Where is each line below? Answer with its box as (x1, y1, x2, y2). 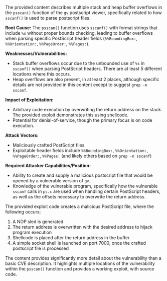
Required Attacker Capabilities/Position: (5, 163, 91, 168)
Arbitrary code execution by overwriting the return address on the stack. (12, 107, 162, 112)
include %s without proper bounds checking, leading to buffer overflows (5, 30, 153, 36)
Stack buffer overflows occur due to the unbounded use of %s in (12, 60, 145, 66)
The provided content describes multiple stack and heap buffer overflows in (5, 5, 162, 10)
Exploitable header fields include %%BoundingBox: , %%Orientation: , (12, 148, 148, 153)
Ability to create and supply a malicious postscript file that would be (12, 172, 153, 178)
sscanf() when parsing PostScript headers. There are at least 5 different (12, 65, 162, 72)
